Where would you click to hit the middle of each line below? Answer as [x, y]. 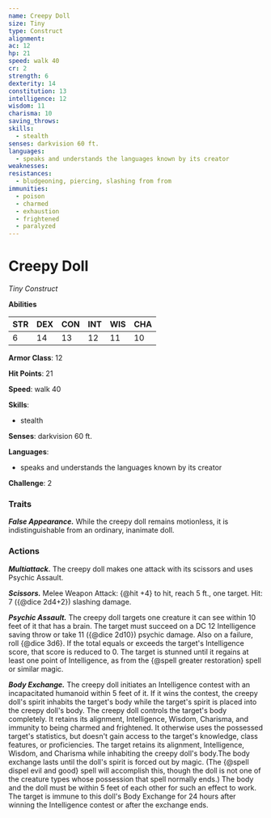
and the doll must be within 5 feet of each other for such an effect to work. [133, 787]
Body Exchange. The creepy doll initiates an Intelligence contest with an [129, 685]
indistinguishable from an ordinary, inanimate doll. [91, 530]
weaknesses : [28, 167]
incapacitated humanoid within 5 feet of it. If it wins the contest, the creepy [133, 693]
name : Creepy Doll [39, 16]
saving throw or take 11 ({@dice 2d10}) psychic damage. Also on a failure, [131, 635]
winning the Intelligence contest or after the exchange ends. [108, 804]
